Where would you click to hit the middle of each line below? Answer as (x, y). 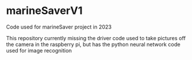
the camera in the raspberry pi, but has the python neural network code (93, 44)
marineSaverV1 (44, 11)
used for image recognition (39, 50)
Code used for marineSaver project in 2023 (59, 27)
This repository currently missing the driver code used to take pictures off (96, 38)
